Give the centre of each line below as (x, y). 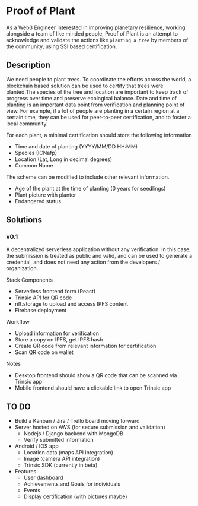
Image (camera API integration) (62, 459)
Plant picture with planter (45, 195)
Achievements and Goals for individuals (72, 484)
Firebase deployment (41, 311)
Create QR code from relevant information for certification (85, 346)
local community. (27, 124)
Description (28, 65)
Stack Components (30, 280)
